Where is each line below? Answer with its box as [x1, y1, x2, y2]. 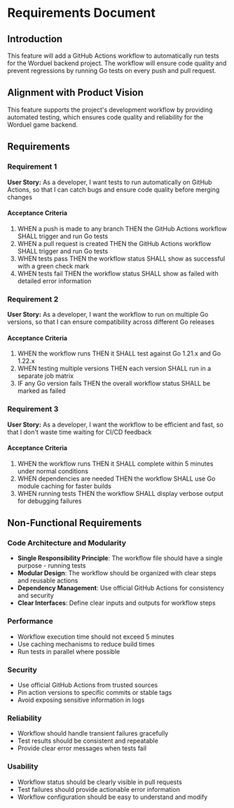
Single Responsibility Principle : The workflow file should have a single [17, 554, 223, 563]
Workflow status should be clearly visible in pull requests [17, 778, 182, 786]
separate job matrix [17, 372, 74, 380]
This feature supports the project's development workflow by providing [7, 105, 213, 114]
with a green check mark [17, 261, 90, 270]
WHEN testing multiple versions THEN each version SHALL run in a [17, 364, 212, 373]
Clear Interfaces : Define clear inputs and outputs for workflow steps [17, 599, 216, 607]
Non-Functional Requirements [7, 517, 142, 529]
